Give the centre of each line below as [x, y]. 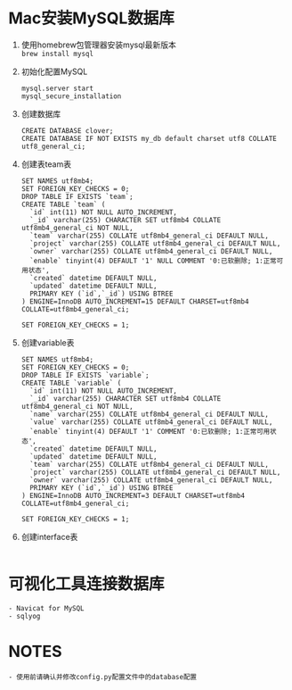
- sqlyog [24, 616]
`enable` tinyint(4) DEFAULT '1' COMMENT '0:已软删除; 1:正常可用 [150, 431]
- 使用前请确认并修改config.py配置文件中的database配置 [103, 677]
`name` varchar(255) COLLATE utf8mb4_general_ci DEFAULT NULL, [149, 414]
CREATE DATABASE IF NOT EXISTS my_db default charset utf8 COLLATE [149, 138]
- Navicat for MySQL [47, 608]
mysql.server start [57, 88]
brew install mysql [57, 54]
